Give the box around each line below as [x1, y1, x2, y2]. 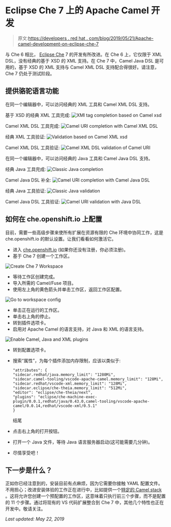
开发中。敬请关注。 [5, 506, 46, 512]
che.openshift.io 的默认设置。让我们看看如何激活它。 [5, 236, 116, 242]
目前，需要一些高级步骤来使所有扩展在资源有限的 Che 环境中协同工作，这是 [5, 229, 164, 236]
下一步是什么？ [5, 466, 52, 475]
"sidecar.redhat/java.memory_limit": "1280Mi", [12, 372, 116, 377]
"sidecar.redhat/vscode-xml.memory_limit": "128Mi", [12, 381, 127, 386]
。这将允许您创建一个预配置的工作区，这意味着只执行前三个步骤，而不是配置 [5, 493, 166, 499]
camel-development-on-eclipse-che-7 [17, 41, 99, 47]
